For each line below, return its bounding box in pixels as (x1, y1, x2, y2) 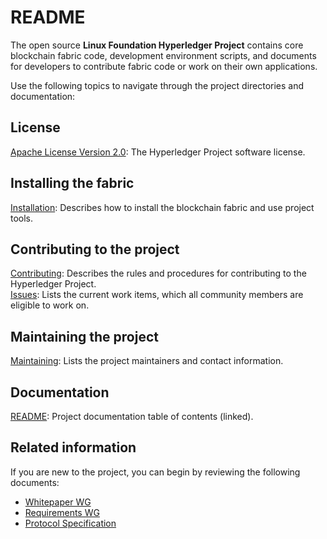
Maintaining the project (10, 328, 159, 345)
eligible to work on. (10, 299, 90, 311)
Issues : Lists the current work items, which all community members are (10, 289, 304, 301)
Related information (10, 439, 137, 456)
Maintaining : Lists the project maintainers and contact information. (10, 355, 284, 367)
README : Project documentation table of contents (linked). (10, 411, 254, 422)
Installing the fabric (10, 175, 135, 192)
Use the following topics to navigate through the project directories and (10, 79, 305, 91)
